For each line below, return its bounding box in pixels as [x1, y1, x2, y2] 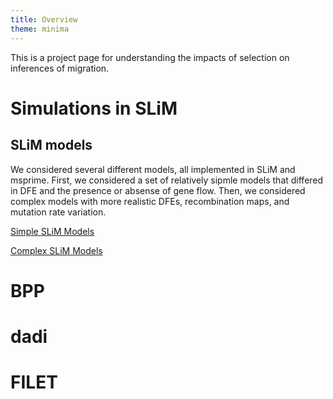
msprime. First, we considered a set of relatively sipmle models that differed [10, 174, 324, 186]
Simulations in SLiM [10, 97, 178, 120]
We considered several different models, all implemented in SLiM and [10, 163, 296, 175]
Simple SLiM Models [10, 225, 95, 237]
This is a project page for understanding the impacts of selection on [10, 51, 290, 63]
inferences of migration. [10, 62, 110, 74]
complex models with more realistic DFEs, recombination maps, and [10, 195, 290, 207]
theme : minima [10, 24, 70, 34]
